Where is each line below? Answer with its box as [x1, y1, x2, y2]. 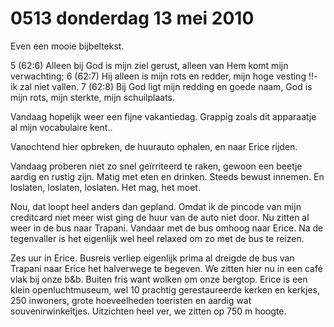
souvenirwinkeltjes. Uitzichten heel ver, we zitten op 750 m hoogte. [10, 305, 287, 317]
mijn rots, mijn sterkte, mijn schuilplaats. [10, 91, 176, 103]
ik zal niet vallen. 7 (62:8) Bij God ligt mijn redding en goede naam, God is [10, 80, 313, 92]
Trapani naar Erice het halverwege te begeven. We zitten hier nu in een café [10, 262, 323, 274]
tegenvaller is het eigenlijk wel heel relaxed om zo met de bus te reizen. [10, 232, 305, 244]
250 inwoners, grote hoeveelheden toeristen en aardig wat [10, 294, 252, 306]
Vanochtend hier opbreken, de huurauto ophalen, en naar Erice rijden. [10, 140, 298, 152]
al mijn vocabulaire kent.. [10, 121, 113, 133]
